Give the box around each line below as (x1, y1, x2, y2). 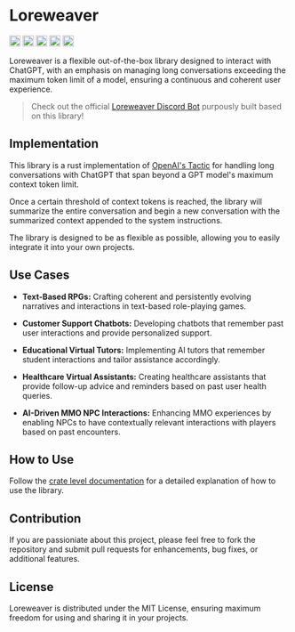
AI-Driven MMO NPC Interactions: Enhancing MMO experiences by (21, 407, 272, 418)
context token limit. (9, 179, 80, 190)
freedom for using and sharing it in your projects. (9, 612, 189, 623)
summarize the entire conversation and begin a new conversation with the (9, 206, 281, 216)
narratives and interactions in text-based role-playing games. (21, 300, 247, 312)
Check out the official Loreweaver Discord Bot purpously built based (30, 101, 282, 111)
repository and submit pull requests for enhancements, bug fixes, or (9, 544, 259, 555)
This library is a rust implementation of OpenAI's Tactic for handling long (9, 159, 275, 170)
